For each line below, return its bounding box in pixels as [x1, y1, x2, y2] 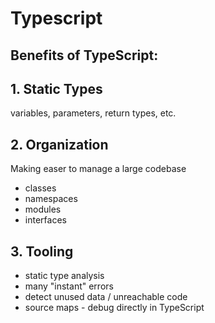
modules [24, 203, 62, 216]
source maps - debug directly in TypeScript [24, 302, 205, 314]
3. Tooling [10, 243, 74, 260]
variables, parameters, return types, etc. [10, 107, 177, 119]
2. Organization [10, 136, 109, 153]
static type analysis [24, 270, 105, 282]
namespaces [24, 193, 78, 205]
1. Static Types [10, 80, 103, 97]
